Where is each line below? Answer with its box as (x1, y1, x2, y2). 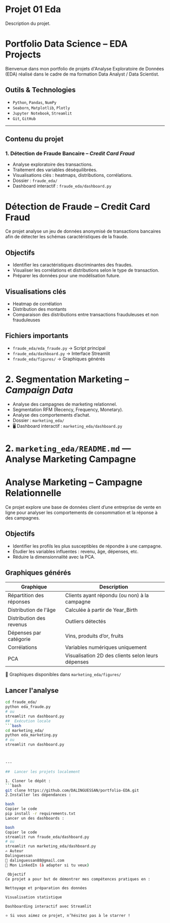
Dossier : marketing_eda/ (12, 417, 65, 423)
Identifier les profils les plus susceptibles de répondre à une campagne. (12, 543, 162, 549)
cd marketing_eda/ (5, 728, 44, 733)
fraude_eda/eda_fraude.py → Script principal (12, 345, 106, 351)
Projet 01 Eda (5, 4, 61, 15)
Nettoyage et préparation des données (5, 885, 87, 891)
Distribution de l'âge (8, 607, 56, 614)
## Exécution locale (5, 718, 51, 723)
